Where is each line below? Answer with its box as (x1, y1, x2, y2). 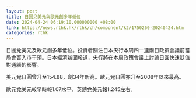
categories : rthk (6, 30, 48, 36)
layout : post (6, 8, 38, 14)
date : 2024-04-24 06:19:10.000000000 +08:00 (6, 19, 116, 25)
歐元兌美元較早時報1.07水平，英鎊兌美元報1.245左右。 (6, 86, 136, 93)
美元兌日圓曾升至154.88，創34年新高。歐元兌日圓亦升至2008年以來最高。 (6, 74, 185, 81)
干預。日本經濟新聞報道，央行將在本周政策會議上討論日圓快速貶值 (31, 54, 190, 61)
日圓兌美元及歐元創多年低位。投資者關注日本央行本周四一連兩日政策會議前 (6, 47, 185, 54)
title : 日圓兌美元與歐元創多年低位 (6, 14, 81, 20)
